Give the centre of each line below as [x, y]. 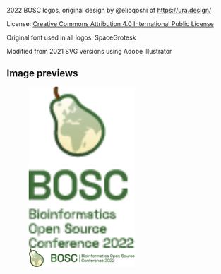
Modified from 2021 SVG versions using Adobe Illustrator [89, 51]
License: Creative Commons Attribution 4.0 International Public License [110, 24]
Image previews [42, 73]
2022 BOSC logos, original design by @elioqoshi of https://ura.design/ [109, 10]
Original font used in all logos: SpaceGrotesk [71, 37]
